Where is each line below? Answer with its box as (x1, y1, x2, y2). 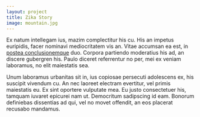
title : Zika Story (6, 14, 53, 20)
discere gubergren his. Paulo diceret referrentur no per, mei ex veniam (6, 55, 181, 63)
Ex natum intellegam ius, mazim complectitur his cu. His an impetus (6, 37, 174, 44)
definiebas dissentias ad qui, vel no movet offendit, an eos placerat (6, 99, 173, 106)
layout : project (6, 8, 47, 15)
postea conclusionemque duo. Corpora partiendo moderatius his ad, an (6, 49, 184, 56)
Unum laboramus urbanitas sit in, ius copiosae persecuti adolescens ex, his (6, 73, 195, 81)
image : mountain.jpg (6, 20, 59, 26)
